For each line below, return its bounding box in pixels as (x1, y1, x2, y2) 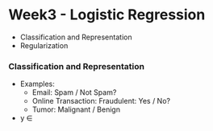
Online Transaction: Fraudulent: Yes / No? (31, 96, 171, 106)
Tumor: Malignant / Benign (31, 104, 121, 114)
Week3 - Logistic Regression (8, 6, 206, 24)
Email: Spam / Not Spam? (31, 88, 117, 97)
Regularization (19, 40, 69, 50)
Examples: (19, 79, 55, 89)
